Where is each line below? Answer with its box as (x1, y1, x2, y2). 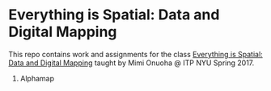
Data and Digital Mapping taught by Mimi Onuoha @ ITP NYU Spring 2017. (8, 58, 255, 68)
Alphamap (19, 73, 55, 83)
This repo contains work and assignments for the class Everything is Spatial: (8, 49, 263, 59)
